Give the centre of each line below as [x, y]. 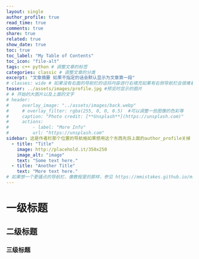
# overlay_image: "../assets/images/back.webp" [71, 105]
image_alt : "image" [41, 155]
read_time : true [26, 23]
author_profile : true [33, 17]
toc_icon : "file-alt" [33, 61]
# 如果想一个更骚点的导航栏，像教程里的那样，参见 [60, 177]
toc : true [18, 50]
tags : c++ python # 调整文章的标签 [47, 67]
